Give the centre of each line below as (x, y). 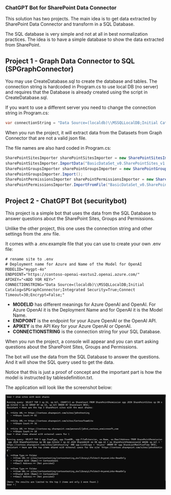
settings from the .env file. (33, 234)
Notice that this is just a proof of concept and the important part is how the (84, 372)
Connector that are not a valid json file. (46, 138)
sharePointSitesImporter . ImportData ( (45, 163)
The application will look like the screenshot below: (59, 388)
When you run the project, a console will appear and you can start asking (82, 342)
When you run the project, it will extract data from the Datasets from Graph (84, 132)
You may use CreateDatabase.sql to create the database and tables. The (81, 81)
